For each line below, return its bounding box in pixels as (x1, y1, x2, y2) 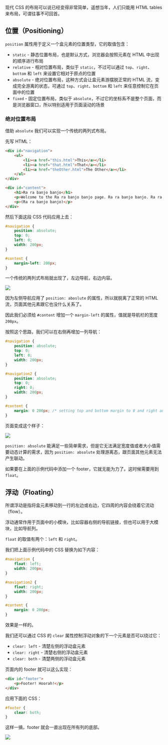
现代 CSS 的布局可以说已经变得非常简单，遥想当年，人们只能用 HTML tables (5, 5, 162, 10)
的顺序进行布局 (12, 58, 43, 64)
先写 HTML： (5, 138, 32, 144)
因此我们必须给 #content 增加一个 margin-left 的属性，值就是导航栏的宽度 (5, 312, 158, 318)
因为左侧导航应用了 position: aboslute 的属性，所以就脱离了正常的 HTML (5, 295, 158, 301)
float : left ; (14, 562, 41, 567)
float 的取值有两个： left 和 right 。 (5, 536, 80, 542)
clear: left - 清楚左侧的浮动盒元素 (12, 643, 86, 649)
